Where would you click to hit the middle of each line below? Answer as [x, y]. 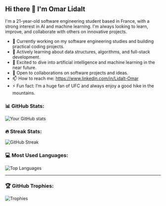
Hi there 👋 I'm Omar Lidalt [45, 9]
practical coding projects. [38, 46]
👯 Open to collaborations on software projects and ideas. [70, 73]
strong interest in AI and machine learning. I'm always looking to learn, [77, 26]
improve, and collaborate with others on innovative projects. [66, 31]
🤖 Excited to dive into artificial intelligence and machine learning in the [83, 62]
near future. [24, 67]
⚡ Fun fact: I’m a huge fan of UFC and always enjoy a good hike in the [83, 86]
